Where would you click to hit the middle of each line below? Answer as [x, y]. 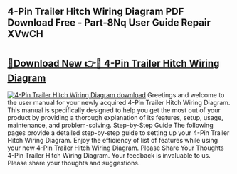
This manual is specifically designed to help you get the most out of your [114, 110]
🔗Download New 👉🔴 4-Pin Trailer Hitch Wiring [114, 63]
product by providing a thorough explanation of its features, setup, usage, [116, 118]
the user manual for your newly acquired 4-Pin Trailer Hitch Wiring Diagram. [119, 103]
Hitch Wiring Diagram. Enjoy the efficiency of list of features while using [113, 140]
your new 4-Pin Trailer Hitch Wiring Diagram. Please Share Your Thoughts [116, 148]
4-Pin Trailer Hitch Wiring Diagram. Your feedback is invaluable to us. [109, 155]
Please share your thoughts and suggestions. [74, 163]
